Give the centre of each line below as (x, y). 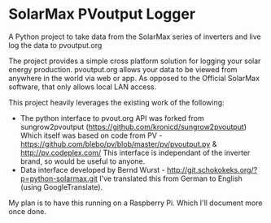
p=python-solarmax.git (59, 178)
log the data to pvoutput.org (55, 45)
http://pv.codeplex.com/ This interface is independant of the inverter (135, 152)
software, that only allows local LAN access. (83, 87)
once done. (28, 211)
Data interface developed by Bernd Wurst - (92, 169)
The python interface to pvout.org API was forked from (112, 118)
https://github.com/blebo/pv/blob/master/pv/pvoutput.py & (118, 144)
